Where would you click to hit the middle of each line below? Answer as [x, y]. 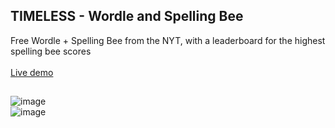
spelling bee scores [51, 51]
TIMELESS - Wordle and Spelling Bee [127, 16]
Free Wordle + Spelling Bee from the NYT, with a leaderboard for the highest [168, 40]
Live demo [32, 72]
